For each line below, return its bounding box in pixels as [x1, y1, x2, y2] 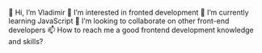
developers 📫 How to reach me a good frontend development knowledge [8, 25, 255, 35]
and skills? [8, 37, 44, 46]
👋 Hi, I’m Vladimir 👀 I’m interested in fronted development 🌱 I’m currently [8, 8, 249, 17]
